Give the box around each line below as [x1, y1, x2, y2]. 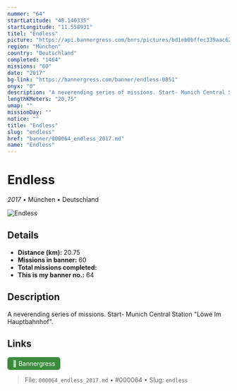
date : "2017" [7, 69, 46, 76]
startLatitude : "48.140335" [7, 17, 90, 24]
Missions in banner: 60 [17, 255, 87, 264]
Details [7, 229, 39, 241]
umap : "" [7, 102, 33, 109]
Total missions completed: [17, 263, 97, 272]
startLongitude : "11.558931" [7, 23, 93, 30]
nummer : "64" [7, 10, 46, 18]
